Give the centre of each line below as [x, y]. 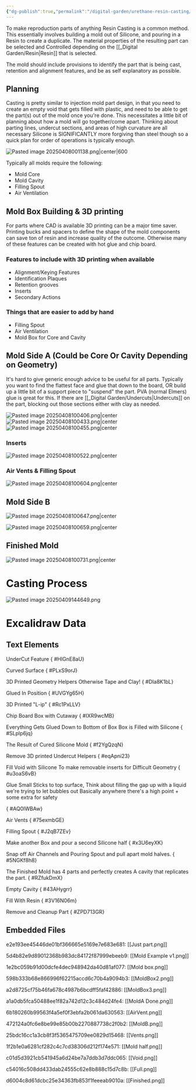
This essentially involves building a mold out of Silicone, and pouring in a [93, 34]
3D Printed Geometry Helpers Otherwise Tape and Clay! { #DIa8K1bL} [90, 681]
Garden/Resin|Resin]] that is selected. [52, 53]
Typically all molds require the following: [55, 163]
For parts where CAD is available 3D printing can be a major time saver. [92, 225]
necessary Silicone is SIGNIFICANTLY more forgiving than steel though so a [97, 134]
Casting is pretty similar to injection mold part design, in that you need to [93, 103]
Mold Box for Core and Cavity [50, 337]
